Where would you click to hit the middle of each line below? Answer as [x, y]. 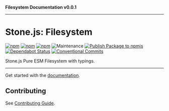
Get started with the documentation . [43, 75]
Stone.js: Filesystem [49, 32]
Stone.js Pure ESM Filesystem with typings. [50, 61]
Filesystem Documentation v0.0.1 [41, 7]
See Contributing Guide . [30, 103]
